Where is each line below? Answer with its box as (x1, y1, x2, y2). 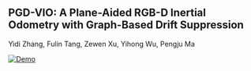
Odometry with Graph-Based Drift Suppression (8, 19, 245, 32)
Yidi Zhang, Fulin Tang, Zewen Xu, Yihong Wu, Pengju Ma (8, 39, 196, 48)
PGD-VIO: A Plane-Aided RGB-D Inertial (8, 6, 207, 20)
